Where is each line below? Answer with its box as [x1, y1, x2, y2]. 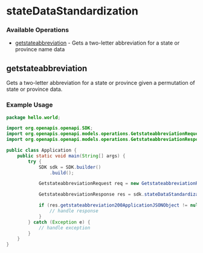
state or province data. [6, 86, 63, 93]
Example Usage [6, 101, 53, 109]
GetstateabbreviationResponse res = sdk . [38, 192, 145, 198]
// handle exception [38, 225, 91, 231]
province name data [14, 46, 65, 53]
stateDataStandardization [6, 4, 139, 18]
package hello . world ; [6, 114, 61, 120]
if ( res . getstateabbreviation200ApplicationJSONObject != [38, 202, 188, 208]
